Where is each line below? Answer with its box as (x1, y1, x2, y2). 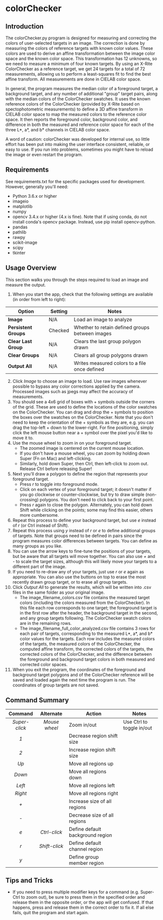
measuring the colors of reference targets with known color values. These (5, 46, 153, 51)
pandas (12, 224, 28, 230)
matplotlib (12, 203, 33, 209)
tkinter (12, 250, 26, 255)
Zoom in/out (69, 722, 97, 729)
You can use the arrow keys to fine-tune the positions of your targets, (12, 548, 151, 554)
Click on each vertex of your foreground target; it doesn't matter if (19, 486, 152, 492)
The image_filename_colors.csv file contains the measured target (19, 594, 150, 600)
